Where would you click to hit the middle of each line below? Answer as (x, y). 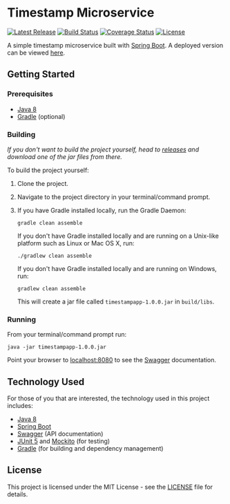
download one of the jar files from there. (65, 156)
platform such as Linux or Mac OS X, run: (76, 243)
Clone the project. (43, 183)
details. (18, 494)
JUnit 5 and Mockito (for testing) (64, 441)
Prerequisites (30, 94)
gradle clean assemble (50, 223)
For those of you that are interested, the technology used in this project (108, 398)
